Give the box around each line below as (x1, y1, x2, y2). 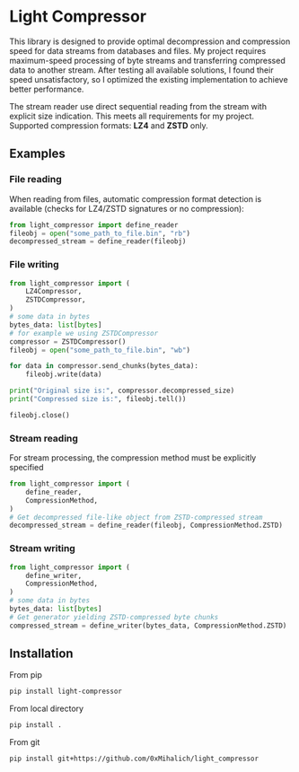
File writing (9, 259, 60, 271)
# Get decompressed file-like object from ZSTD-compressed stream (9, 513, 263, 522)
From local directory (9, 703, 84, 715)
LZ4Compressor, (25, 287, 83, 296)
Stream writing (9, 542, 76, 555)
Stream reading (9, 432, 79, 444)
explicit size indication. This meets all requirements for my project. (9, 110, 254, 121)
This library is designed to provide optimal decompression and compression (9, 36, 291, 47)
